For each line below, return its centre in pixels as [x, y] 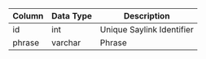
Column [28, 16]
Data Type [72, 16]
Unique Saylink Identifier [147, 29]
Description [147, 16]
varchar [66, 42]
